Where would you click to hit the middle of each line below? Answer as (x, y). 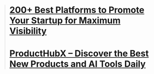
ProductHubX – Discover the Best (79, 54)
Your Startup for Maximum (65, 20)
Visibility (28, 31)
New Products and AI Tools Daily (77, 64)
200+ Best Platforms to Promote (77, 10)
